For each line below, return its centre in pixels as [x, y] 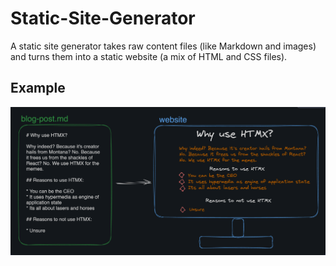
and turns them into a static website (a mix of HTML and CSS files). [149, 56]
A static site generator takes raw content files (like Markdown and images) [163, 46]
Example [38, 88]
